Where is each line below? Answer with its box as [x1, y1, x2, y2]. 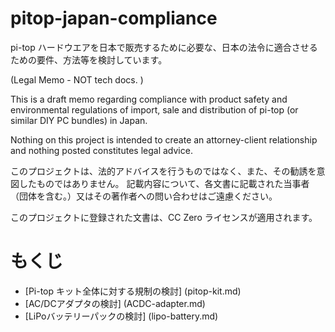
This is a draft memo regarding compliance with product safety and [10, 93, 288, 105]
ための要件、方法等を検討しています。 [10, 53, 168, 66]
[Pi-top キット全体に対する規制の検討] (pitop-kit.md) [24, 285, 242, 297]
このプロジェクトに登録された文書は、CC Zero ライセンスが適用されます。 [10, 211, 318, 223]
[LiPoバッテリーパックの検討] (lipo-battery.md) [24, 310, 219, 322]
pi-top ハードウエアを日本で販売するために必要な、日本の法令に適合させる [10, 41, 318, 53]
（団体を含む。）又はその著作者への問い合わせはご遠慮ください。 [10, 190, 278, 202]
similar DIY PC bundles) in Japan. [10, 114, 148, 126]
